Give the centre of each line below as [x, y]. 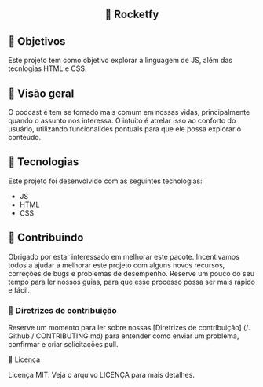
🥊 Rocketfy [132, 15]
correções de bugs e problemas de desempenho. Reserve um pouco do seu [131, 273]
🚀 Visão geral [41, 93]
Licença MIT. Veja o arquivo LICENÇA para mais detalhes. [101, 374]
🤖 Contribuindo [46, 238]
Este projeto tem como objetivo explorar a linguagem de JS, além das [121, 61]
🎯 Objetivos [37, 41]
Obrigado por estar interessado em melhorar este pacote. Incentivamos [124, 256]
